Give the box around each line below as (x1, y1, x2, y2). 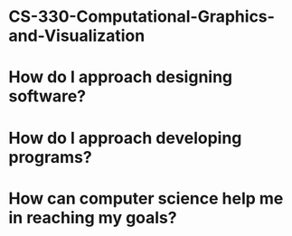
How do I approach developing (8, 127, 242, 148)
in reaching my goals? (8, 207, 177, 228)
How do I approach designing (8, 67, 233, 88)
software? (8, 86, 87, 107)
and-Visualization (8, 25, 146, 46)
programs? (8, 146, 92, 167)
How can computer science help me (8, 188, 284, 209)
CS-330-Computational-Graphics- (8, 6, 275, 27)
